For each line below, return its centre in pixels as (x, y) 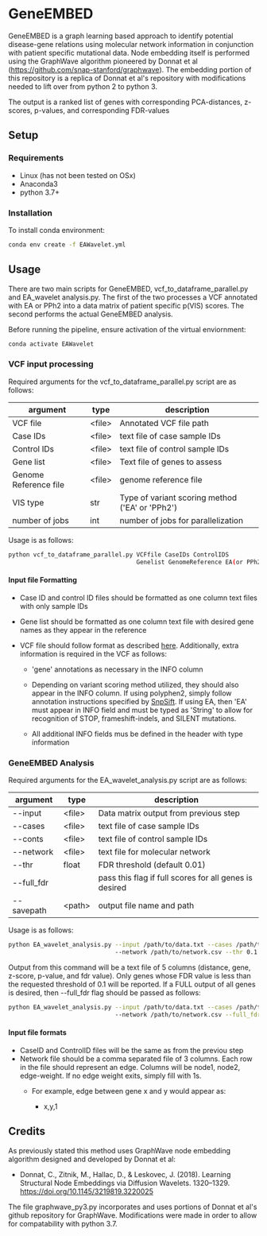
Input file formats (37, 1033)
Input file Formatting (43, 580)
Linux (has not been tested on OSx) (78, 175)
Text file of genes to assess (171, 462)
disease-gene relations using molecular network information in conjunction (131, 44)
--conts (28, 839)
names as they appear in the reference (83, 630)
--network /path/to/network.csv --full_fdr (188, 1014)
